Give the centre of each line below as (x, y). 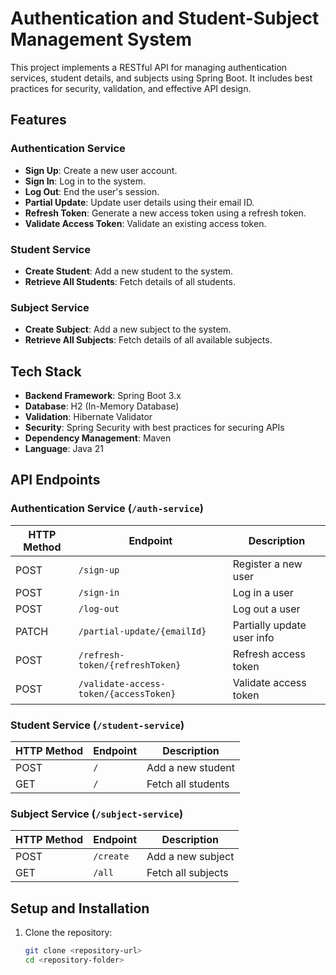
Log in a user (263, 592)
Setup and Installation (80, 908)
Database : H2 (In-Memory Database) (102, 406)
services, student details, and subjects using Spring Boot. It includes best (161, 78)
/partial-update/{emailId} (142, 631)
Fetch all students (188, 784)
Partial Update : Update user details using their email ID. (139, 202)
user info (253, 637)
